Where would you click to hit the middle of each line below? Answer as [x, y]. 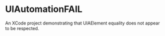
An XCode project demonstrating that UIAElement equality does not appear [82, 23]
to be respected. [22, 28]
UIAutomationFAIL [44, 9]
